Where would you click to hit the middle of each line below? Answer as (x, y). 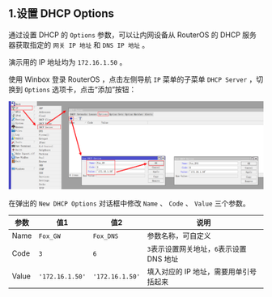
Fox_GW (49, 236)
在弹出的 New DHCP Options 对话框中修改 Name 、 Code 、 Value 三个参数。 (130, 203)
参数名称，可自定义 (179, 235)
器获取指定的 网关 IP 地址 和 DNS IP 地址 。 (79, 45)
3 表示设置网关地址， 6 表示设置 (197, 248)
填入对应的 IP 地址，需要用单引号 (202, 271)
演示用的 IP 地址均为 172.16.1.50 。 (68, 62)
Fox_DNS (106, 236)
